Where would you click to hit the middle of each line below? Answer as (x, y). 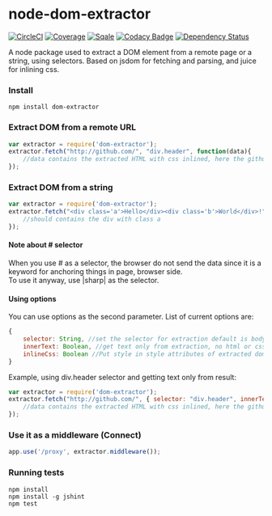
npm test (23, 503)
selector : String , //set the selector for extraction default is (136, 339)
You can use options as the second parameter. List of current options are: (131, 317)
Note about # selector (46, 245)
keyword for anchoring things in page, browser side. (96, 272)
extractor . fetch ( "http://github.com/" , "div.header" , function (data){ (130, 152)
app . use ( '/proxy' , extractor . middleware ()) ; (85, 452)
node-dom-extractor (80, 14)
